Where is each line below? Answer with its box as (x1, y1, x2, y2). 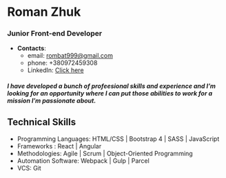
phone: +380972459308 (27, 59, 98, 67)
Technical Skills (7, 116, 76, 128)
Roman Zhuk (7, 4, 81, 20)
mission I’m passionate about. (7, 97, 96, 105)
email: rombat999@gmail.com (27, 52, 114, 60)
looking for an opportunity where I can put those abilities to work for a (7, 89, 212, 98)
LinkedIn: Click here (27, 66, 84, 74)
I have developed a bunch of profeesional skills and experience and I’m (7, 82, 216, 90)
